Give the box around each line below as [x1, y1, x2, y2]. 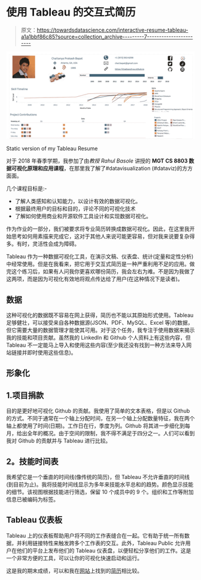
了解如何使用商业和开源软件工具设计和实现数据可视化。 [14, 213, 151, 220]
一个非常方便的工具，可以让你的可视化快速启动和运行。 [6, 554, 142, 561]
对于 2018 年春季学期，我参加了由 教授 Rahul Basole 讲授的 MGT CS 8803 [6, 157, 188, 164]
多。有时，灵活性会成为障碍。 [6, 240, 80, 248]
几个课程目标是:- [6, 185, 47, 192]
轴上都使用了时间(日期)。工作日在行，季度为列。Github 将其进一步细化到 [6, 422, 185, 429]
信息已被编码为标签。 [6, 496, 59, 503]
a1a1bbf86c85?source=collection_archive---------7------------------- [20, 33, 193, 40]
